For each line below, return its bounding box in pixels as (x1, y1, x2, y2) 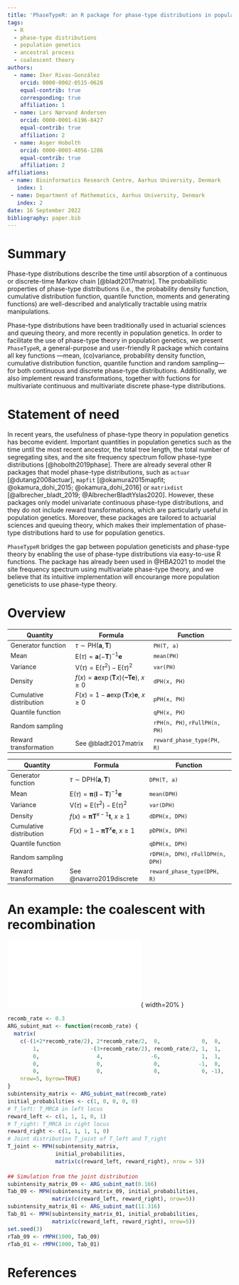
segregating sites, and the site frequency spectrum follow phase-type (7, 453, 212, 462)
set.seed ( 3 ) (7, 1225, 43, 1232)
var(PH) (153, 664, 176, 671)
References (7, 1264, 77, 1281)
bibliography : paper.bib (7, 214, 81, 222)
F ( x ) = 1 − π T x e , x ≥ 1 (70, 825, 135, 835)
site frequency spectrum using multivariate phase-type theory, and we (7, 565, 215, 573)
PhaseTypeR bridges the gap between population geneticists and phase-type (7, 542, 230, 551)
